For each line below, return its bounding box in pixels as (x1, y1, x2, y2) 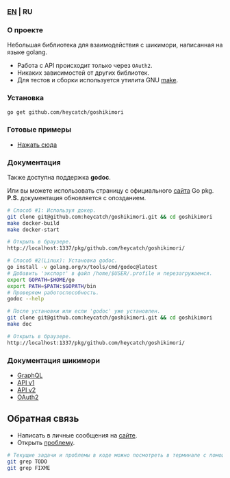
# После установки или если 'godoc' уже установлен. (7, 308, 161, 315)
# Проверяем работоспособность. (7, 289, 99, 296)
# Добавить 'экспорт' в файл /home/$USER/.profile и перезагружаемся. (7, 270, 213, 277)
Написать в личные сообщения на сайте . (16, 431, 138, 439)
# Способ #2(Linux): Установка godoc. (7, 257, 118, 264)
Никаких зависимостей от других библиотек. (16, 69, 149, 77)
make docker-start (7, 226, 60, 233)
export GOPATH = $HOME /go (7, 276, 75, 283)
